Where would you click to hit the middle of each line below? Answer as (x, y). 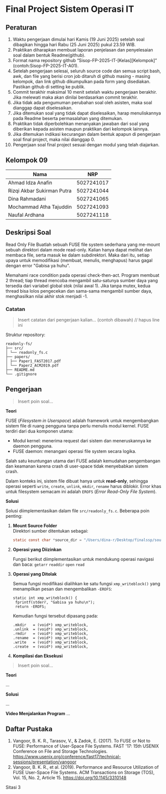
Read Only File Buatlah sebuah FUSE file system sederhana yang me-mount (83, 244)
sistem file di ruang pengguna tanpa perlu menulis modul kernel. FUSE (77, 426)
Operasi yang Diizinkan (37, 550)
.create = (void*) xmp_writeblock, (50, 646)
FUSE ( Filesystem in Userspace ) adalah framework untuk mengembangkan (82, 421)
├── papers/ (18, 357)
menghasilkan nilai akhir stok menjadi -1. (47, 296)
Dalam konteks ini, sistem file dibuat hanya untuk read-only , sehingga (77, 481)
